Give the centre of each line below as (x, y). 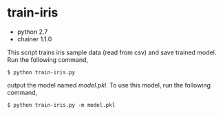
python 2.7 (32, 32)
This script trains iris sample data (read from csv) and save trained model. (112, 52)
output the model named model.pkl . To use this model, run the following (109, 85)
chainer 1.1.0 (34, 39)
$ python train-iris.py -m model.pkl (61, 105)
